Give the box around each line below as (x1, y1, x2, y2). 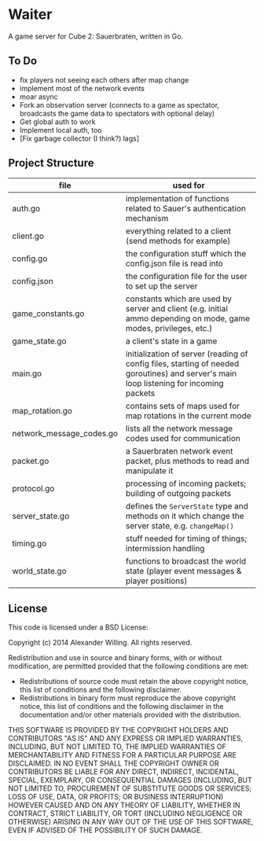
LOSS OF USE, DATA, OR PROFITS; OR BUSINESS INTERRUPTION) (8, 792, 224, 802)
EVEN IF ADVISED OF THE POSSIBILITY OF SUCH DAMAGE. (8, 825, 203, 835)
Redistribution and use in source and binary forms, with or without (8, 653, 222, 663)
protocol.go (12, 483, 55, 494)
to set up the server (125, 281, 198, 292)
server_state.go (12, 510, 70, 521)
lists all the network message (125, 423, 233, 434)
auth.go (12, 203, 41, 214)
